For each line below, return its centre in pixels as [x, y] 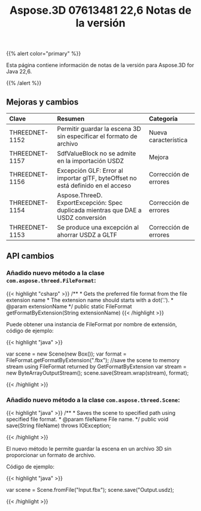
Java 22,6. [19, 72]
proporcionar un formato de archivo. [51, 455]
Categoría [163, 119]
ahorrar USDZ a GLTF [87, 235]
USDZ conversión [82, 218]
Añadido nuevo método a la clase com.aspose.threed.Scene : [93, 400]
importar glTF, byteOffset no [97, 178]
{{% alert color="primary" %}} [44, 54]
